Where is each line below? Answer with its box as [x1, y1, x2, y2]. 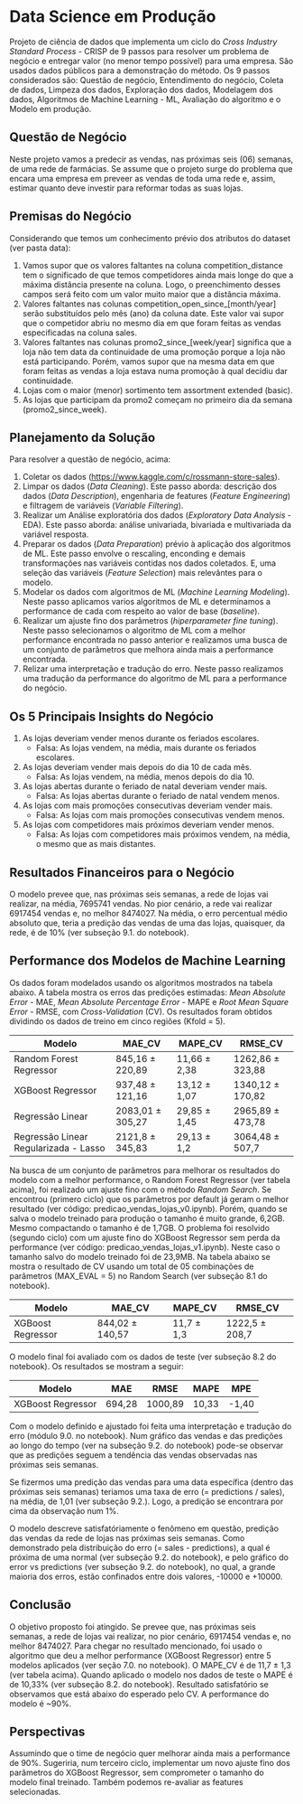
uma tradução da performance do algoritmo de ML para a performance [22, 673, 287, 684]
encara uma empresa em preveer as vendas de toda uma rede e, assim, [9, 173, 276, 183]
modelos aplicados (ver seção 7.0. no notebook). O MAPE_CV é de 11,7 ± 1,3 [9, 1659, 291, 1670]
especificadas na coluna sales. [22, 327, 138, 338]
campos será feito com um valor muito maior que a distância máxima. [22, 288, 281, 299]
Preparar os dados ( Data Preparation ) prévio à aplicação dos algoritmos [22, 539, 291, 550]
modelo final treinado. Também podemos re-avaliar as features [9, 1777, 243, 1788]
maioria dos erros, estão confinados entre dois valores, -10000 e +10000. [9, 1571, 283, 1582]
